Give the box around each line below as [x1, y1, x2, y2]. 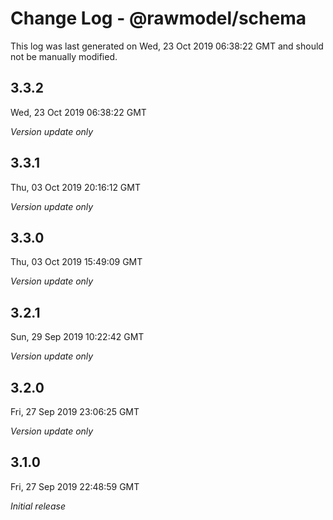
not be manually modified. [10, 50, 118, 62]
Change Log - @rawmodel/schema [10, 7, 307, 30]
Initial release [10, 500, 66, 512]
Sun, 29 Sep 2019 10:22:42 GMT [10, 331, 145, 343]
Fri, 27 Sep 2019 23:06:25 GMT [10, 406, 140, 417]
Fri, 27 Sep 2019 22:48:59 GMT [10, 480, 140, 492]
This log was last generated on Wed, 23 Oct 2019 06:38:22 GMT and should [10, 40, 324, 52]
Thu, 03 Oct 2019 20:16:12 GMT [10, 181, 141, 193]
